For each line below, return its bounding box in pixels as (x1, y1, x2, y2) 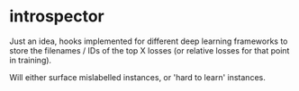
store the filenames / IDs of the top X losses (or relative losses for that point (9, 45, 290, 55)
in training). (9, 54, 52, 65)
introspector (9, 6, 105, 27)
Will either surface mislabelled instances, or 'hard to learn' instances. (9, 71, 266, 82)
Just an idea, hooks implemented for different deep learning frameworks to (9, 36, 288, 46)
